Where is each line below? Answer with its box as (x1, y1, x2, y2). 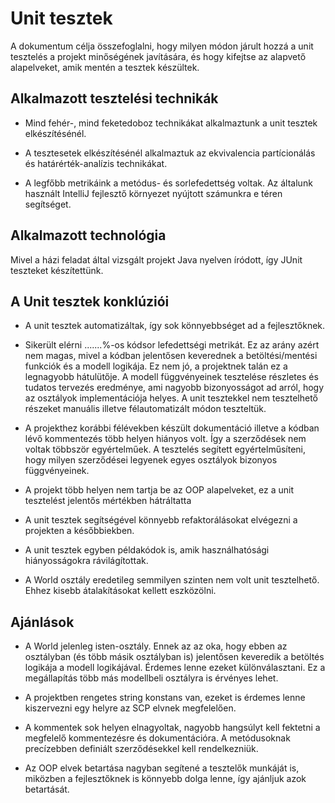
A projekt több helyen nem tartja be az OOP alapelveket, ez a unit (24, 484, 295, 496)
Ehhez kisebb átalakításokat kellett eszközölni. (24, 585, 217, 597)
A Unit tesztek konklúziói (10, 293, 170, 310)
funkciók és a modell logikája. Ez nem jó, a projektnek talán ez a (24, 360, 288, 372)
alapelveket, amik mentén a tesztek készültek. (10, 61, 200, 73)
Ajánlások (10, 613, 75, 631)
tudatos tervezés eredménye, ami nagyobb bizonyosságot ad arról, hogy (24, 382, 325, 394)
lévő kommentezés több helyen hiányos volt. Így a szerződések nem (24, 433, 307, 445)
